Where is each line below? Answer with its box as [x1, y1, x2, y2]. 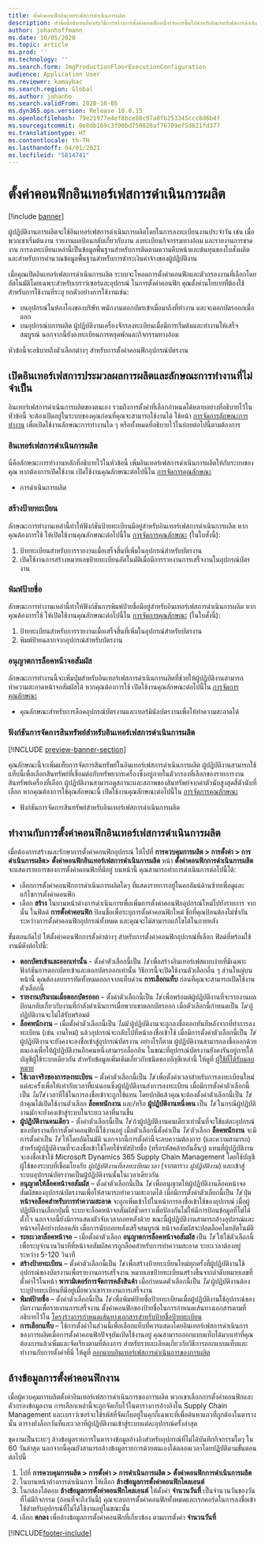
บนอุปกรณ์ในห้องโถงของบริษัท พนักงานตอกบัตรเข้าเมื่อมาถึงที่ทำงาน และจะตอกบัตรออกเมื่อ [19, 303, 255, 313]
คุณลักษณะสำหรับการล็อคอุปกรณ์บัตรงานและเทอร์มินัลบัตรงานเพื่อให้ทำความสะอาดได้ [19, 707, 239, 716]
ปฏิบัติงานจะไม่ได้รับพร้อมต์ [19, 1010, 90, 1020]
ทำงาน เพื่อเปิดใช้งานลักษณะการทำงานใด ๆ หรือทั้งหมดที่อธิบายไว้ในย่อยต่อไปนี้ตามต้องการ [8, 420, 241, 429]
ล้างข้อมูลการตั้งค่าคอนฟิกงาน [8, 1371, 120, 1385]
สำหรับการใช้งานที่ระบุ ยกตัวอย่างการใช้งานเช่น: [8, 288, 129, 297]
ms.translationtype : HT [8, 129, 87, 137]
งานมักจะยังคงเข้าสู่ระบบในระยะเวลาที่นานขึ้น [19, 1107, 134, 1118]
